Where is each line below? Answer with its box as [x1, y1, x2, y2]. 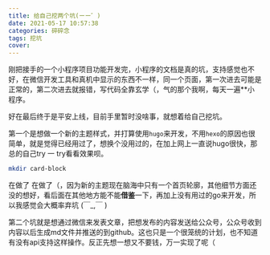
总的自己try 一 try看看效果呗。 [8, 149, 108, 159]
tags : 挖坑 [8, 34, 43, 42]
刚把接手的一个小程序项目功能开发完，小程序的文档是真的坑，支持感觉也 [8, 65, 247, 75]
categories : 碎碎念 [8, 26, 70, 34]
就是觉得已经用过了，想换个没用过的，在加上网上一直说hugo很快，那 [29, 139, 258, 148]
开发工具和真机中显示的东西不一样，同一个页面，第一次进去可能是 [43, 75, 262, 84]
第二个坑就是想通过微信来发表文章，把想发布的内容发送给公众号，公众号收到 [8, 217, 262, 227]
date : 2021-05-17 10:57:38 [8, 19, 99, 27]
